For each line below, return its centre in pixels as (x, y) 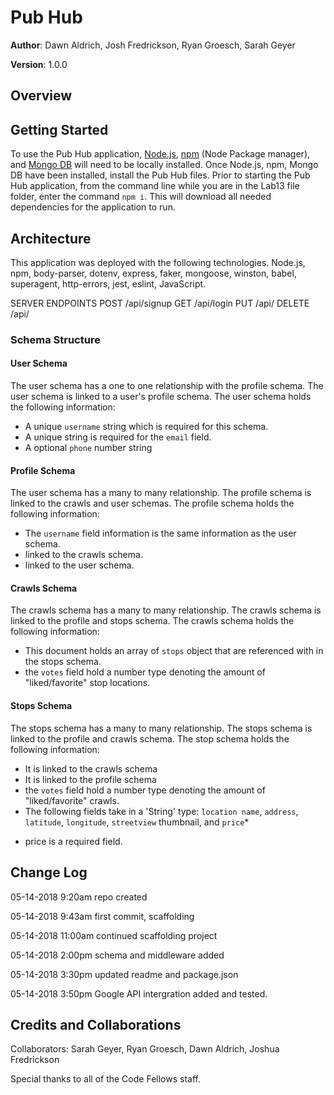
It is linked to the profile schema (90, 779)
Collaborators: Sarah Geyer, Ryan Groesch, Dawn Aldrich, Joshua (145, 1049)
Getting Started (59, 129)
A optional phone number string (88, 448)
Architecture (51, 238)
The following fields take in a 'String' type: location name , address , (161, 811)
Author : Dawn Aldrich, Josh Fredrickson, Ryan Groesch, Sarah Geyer (153, 45)
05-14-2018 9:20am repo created (79, 897)
